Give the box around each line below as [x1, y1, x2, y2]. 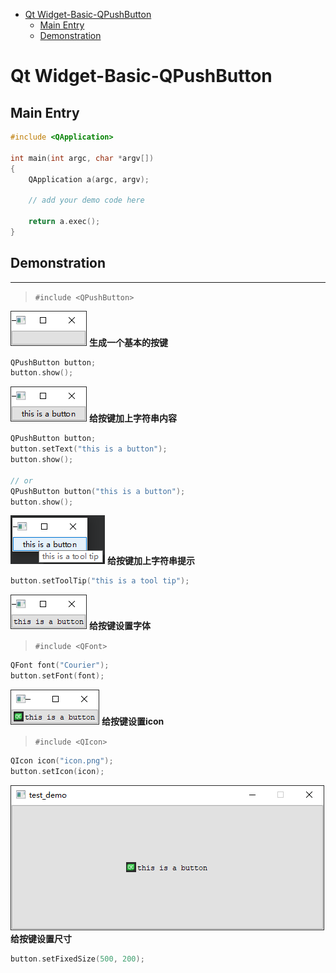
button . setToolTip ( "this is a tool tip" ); [10, 576, 190, 586]
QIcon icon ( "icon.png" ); [10, 756, 114, 766]
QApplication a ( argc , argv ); [28, 174, 150, 184]
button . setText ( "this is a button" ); [10, 444, 168, 454]
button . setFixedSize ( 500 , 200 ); [10, 954, 145, 964]
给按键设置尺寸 [10, 932, 72, 944]
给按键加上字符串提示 [106, 555, 195, 567]
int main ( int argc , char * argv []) [10, 153, 155, 163]
